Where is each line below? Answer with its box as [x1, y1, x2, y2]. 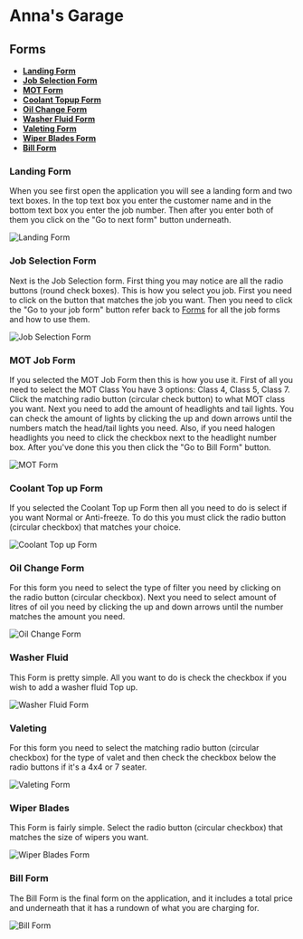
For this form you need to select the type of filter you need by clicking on [9, 582, 282, 593]
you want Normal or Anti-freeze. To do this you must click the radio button [9, 513, 287, 523]
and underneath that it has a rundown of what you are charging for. [9, 902, 260, 913]
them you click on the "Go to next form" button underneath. [9, 215, 232, 225]
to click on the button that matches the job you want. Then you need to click [9, 294, 293, 305]
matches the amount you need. [9, 611, 126, 622]
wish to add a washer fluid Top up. [9, 681, 138, 693]
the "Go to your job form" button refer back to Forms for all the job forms [9, 304, 280, 315]
